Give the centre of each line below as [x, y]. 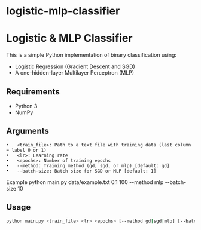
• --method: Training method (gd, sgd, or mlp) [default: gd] [88, 165]
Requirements [33, 92]
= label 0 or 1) [26, 150]
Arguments [28, 131]
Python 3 [26, 106]
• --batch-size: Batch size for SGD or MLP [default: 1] [81, 171]
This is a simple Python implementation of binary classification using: [92, 55]
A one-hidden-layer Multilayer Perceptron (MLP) [74, 73]
